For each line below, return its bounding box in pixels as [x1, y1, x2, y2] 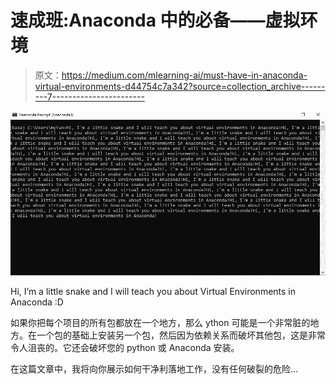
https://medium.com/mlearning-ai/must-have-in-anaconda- [61, 69, 308, 81]
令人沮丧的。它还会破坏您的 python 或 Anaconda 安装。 [10, 341, 240, 353]
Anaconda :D [10, 296, 64, 308]
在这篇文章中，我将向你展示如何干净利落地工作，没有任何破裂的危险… [10, 362, 299, 375]
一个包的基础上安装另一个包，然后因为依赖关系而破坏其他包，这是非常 [36, 329, 326, 341]
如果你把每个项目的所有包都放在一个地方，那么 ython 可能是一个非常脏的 [10, 316, 311, 328]
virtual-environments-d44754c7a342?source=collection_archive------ [34, 80, 326, 92]
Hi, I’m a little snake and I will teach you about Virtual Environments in [10, 285, 297, 297]
